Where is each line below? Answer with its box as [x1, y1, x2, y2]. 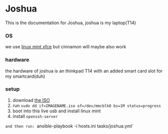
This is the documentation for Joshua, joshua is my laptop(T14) [5, 20, 136, 26]
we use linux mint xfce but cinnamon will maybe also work [5, 44, 127, 50]
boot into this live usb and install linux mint [12, 108, 101, 114]
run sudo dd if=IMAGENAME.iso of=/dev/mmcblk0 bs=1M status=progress [12, 102, 161, 108]
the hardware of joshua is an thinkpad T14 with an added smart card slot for [5, 68, 163, 74]
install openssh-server [12, 113, 58, 119]
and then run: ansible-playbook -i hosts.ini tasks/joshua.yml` [5, 123, 134, 129]
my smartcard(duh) [5, 73, 45, 79]
